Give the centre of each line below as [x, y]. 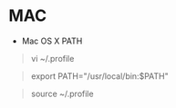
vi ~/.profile [52, 58]
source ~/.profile [62, 93]
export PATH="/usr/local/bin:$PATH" [100, 76]
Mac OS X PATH [52, 41]
